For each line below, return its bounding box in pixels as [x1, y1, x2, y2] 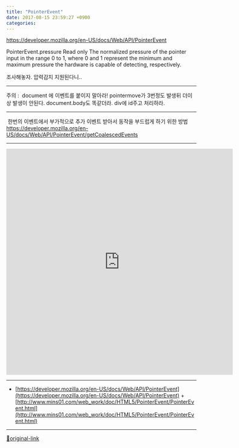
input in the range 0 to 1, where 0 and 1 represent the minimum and [6, 55, 173, 62]
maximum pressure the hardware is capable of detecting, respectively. [6, 61, 182, 68]
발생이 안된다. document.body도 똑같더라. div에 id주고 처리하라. [12, 99, 165, 107]
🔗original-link [6, 435, 40, 442]
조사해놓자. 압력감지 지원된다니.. [6, 74, 83, 81]
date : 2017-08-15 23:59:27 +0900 [6, 14, 91, 21]
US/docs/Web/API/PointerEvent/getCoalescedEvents [6, 131, 138, 139]
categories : [6, 20, 36, 26]
